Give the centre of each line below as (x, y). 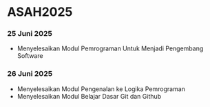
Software (30, 56)
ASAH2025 (40, 12)
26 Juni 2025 (30, 74)
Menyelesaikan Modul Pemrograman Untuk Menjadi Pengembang (110, 48)
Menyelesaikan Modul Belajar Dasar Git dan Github (89, 96)
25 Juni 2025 (30, 34)
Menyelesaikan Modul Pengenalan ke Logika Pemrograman (101, 89)
